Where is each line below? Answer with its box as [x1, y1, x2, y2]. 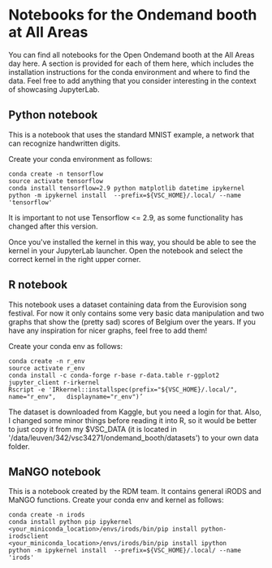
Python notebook [8, 108, 98, 122]
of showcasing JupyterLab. [8, 84, 100, 94]
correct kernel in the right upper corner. [8, 254, 141, 264]
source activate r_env [8, 364, 85, 372]
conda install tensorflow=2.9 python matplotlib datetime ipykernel [8, 184, 245, 192]
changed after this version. [8, 221, 99, 231]
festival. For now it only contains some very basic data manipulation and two [8, 308, 265, 318]
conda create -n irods [8, 511, 85, 519]
